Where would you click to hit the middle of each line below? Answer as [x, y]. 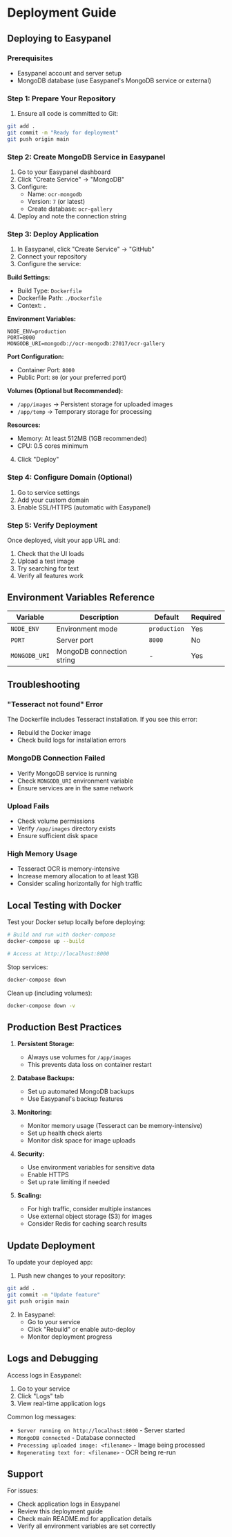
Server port [75, 640]
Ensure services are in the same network [75, 788]
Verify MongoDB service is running [67, 773]
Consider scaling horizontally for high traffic [80, 884]
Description [99, 617]
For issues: [23, 1491]
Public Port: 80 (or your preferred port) [71, 377]
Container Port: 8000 [46, 370]
